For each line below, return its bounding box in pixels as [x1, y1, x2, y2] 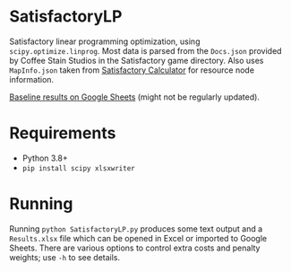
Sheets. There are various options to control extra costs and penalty [9, 242, 261, 253]
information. [9, 74, 55, 84]
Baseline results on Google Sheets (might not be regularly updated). [9, 92, 260, 102]
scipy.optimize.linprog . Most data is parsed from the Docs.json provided [9, 45, 282, 56]
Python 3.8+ [21, 153, 69, 163]
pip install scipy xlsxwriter [21, 163, 136, 172]
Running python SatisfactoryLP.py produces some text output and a [9, 223, 263, 234]
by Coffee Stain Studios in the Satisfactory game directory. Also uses [9, 55, 264, 66]
